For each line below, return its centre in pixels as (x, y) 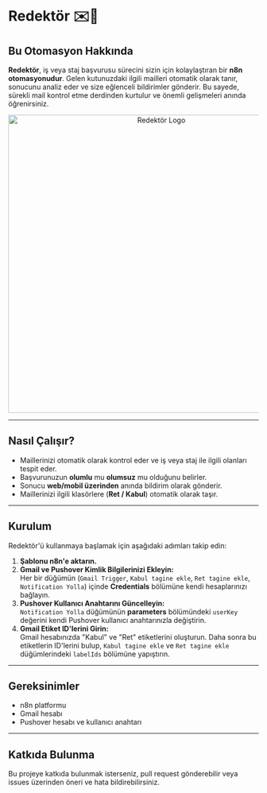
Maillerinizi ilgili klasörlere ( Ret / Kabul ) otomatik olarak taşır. (119, 493)
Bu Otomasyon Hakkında (71, 50)
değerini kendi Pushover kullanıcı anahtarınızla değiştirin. (113, 620)
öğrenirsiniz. (29, 104)
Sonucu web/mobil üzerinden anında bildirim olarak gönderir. (121, 485)
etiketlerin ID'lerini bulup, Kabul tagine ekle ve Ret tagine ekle (124, 645)
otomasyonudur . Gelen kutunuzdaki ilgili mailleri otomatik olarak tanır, (123, 78)
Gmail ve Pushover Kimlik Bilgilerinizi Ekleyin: (97, 569)
